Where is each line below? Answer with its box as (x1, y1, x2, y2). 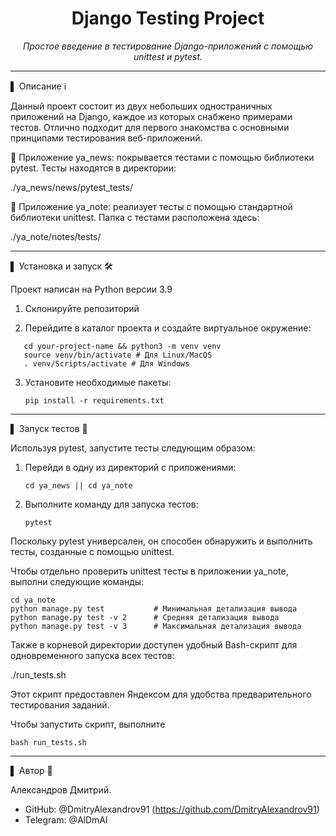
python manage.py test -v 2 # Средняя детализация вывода (10, 612, 280, 622)
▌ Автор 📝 (10, 764, 53, 776)
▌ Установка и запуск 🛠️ (10, 260, 113, 272)
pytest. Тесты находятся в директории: (10, 162, 177, 174)
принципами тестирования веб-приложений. (10, 132, 203, 144)
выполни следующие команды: (10, 575, 145, 587)
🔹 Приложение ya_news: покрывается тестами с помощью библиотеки (10, 151, 315, 163)
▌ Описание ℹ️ (10, 80, 67, 92)
